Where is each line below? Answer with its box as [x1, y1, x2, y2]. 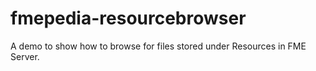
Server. [10, 50, 40, 62]
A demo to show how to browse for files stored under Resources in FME [10, 40, 307, 52]
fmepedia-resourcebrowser [10, 7, 247, 30]
